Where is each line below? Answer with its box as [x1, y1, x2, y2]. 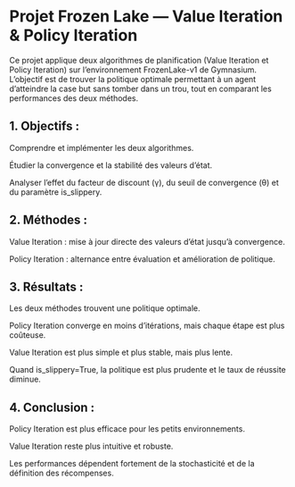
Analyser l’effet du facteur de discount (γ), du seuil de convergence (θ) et [9, 177, 279, 188]
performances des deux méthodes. [9, 92, 139, 104]
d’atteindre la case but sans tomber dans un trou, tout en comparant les [9, 83, 272, 94]
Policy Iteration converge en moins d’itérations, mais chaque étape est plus [9, 320, 285, 332]
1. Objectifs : [9, 119, 80, 134]
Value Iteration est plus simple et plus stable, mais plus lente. [9, 347, 234, 358]
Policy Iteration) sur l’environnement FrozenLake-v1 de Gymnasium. [9, 64, 257, 75]
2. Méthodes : [9, 213, 87, 228]
